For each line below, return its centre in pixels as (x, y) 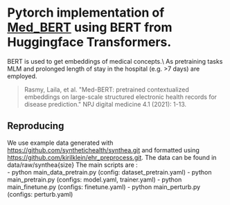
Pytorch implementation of (86, 13)
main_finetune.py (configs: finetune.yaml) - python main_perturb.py (104, 187)
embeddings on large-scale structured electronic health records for (120, 97)
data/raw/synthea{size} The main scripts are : (73, 165)
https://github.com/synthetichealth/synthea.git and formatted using (103, 150)
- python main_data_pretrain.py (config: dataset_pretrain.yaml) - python (109, 172)
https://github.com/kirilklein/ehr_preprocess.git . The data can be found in (112, 157)
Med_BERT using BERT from (90, 27)
